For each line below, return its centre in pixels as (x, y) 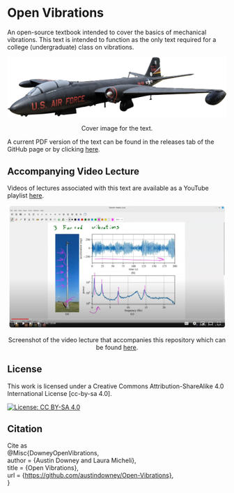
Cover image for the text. (117, 128)
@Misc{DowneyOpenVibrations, (53, 453)
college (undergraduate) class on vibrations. (71, 47)
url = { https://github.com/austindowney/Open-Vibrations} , (91, 476)
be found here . (117, 347)
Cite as (17, 446)
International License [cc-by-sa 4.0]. (60, 393)
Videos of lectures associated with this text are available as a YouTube (108, 188)
